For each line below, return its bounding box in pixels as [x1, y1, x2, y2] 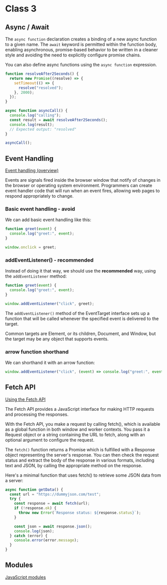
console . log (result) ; [9, 122, 55, 127]
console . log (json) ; [14, 529, 55, 534]
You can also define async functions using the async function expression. [5, 62, 158, 67]
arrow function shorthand [5, 348, 69, 355]
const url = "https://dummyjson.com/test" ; [9, 492, 101, 497]
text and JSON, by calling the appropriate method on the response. [5, 462, 143, 468]
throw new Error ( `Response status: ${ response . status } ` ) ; [18, 510, 141, 516]
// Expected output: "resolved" [9, 127, 77, 132]
